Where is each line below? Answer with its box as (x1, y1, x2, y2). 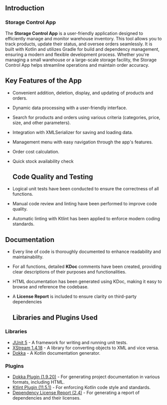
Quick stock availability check (12, 158, 74, 164)
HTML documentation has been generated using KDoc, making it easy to (12, 278, 162, 284)
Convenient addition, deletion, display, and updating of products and (12, 90, 154, 96)
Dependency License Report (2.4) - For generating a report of (12, 390, 140, 396)
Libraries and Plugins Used (12, 313, 98, 322)
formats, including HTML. (12, 379, 65, 385)
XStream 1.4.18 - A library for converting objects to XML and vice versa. (12, 345, 160, 351)
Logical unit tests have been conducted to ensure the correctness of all (12, 186, 159, 192)
